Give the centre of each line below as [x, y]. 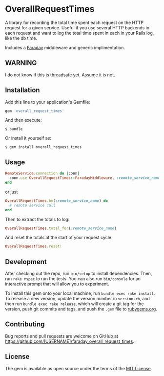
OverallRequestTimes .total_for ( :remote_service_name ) [61, 228]
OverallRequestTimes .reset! [34, 246]
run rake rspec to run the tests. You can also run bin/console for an [73, 279]
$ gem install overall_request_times [43, 147]
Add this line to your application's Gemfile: [48, 102]
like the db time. [21, 38]
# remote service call [32, 205]
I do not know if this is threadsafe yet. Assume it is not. [60, 75]
